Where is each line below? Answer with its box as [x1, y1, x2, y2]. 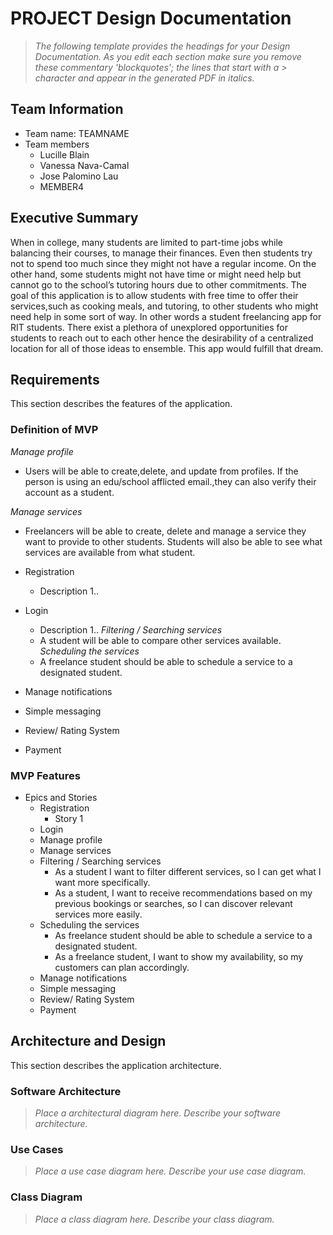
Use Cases [10, 1143, 64, 1156]
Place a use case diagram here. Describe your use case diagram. [34, 1165, 307, 1177]
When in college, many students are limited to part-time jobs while [10, 236, 283, 248]
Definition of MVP [10, 423, 99, 437]
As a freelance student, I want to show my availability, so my [54, 950, 304, 962]
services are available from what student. [24, 546, 196, 558]
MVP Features [10, 768, 81, 782]
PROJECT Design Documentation [10, 7, 292, 30]
